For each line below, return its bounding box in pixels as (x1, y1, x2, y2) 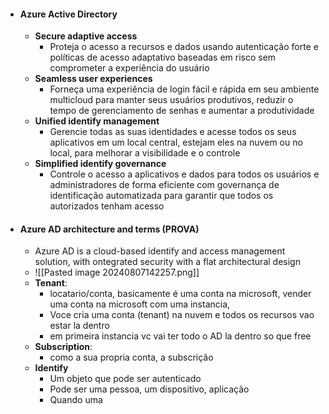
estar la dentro (49, 320, 110, 332)
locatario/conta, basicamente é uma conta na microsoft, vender (49, 288, 312, 300)
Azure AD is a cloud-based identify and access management (34, 245, 286, 257)
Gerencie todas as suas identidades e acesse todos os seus (49, 126, 297, 138)
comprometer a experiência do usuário (49, 62, 210, 74)
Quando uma (49, 394, 103, 406)
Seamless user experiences (34, 73, 153, 85)
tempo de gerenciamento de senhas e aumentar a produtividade (49, 105, 315, 117)
